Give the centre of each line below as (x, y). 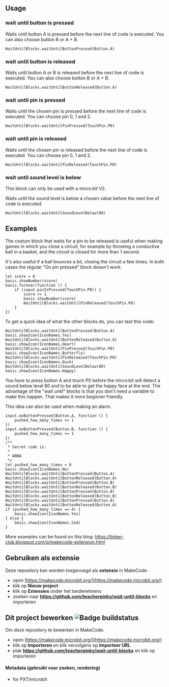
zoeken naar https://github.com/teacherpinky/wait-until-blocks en (85, 596)
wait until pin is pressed (35, 100)
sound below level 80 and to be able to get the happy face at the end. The (83, 386)
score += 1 (35, 294)
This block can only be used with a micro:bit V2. (56, 188)
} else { (15, 518)
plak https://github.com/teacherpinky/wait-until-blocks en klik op (84, 651)
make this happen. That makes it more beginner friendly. (64, 396)
